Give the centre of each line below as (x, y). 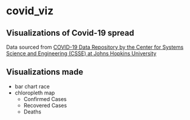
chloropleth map (35, 93)
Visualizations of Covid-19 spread (70, 33)
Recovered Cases (45, 105)
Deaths (32, 112)
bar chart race (32, 86)
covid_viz (30, 11)
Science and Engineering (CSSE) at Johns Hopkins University (81, 53)
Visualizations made (45, 72)
